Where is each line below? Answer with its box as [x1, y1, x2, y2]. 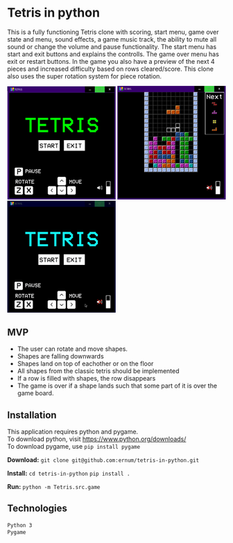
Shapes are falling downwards [17, 352, 104, 361]
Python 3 [7, 522, 33, 528]
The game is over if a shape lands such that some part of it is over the [17, 381, 217, 390]
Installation [7, 409, 57, 421]
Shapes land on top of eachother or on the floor [17, 359, 154, 368]
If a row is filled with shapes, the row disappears [17, 374, 156, 383]
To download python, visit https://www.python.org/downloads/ [7, 435, 187, 443]
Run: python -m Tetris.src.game [7, 483, 101, 491]
